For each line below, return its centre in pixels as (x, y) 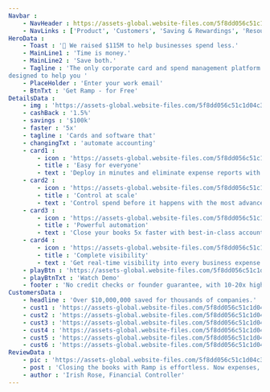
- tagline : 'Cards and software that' (90, 135)
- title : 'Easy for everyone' (90, 166)
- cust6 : (39, 345)
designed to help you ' (48, 76)
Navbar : (23, 16)
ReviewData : (30, 353)
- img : (35, 105)
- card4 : (39, 241)
